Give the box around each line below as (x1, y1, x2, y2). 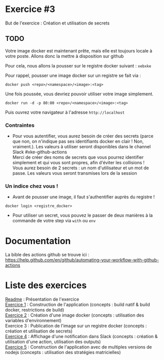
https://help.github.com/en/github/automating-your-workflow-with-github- (5, 257, 160, 263)
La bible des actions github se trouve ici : (5, 252, 90, 258)
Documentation (5, 235, 71, 247)
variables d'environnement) (5, 318, 62, 324)
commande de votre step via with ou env (12, 218, 96, 224)
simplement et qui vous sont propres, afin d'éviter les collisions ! (12, 160, 145, 166)
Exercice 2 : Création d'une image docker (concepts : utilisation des (5, 312, 145, 318)
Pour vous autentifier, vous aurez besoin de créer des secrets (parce (12, 133, 154, 139)
